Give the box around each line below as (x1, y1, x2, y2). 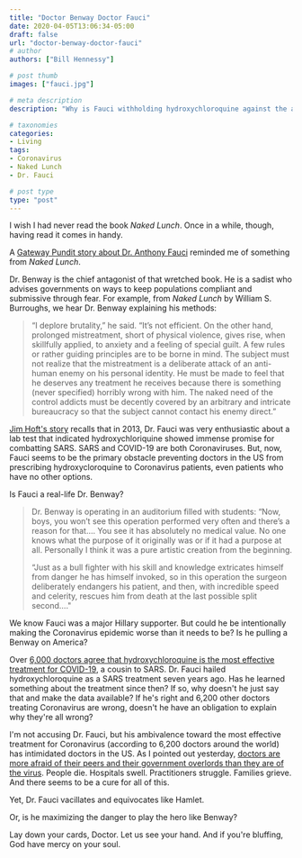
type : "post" (9, 195, 58, 204)
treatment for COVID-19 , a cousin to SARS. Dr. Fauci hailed (9, 664, 226, 675)
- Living (9, 137, 42, 147)
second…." (31, 601, 72, 611)
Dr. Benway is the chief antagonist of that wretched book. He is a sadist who (9, 274, 292, 284)
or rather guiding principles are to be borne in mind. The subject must (31, 348, 289, 360)
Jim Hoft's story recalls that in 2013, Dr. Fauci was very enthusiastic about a (9, 424, 290, 435)
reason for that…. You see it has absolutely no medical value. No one (31, 526, 287, 537)
